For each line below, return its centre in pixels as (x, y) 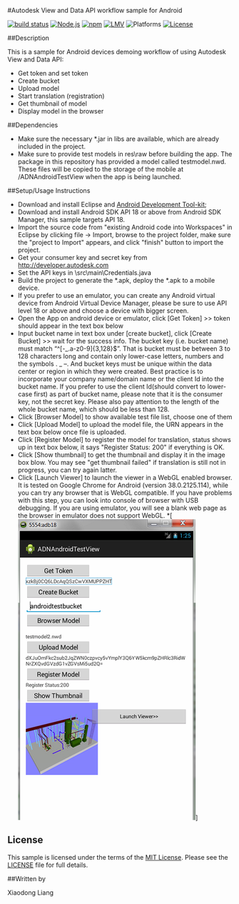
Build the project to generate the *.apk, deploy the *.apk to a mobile (116, 280)
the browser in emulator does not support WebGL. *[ (95, 516)
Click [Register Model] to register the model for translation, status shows (124, 440)
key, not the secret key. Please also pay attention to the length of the (118, 402)
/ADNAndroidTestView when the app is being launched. (100, 177)
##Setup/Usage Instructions (49, 191)
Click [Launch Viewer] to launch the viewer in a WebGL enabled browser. (125, 477)
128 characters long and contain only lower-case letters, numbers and (121, 356)
